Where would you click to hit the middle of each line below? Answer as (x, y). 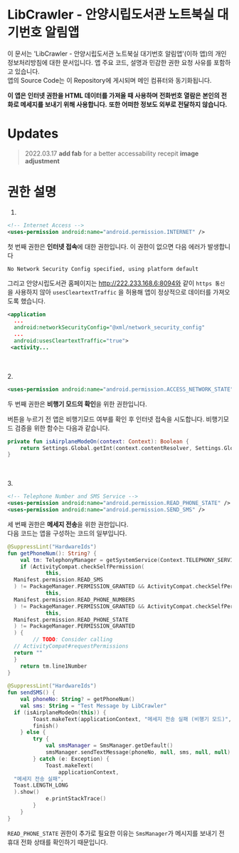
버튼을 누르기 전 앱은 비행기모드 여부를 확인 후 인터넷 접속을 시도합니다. (106, 419)
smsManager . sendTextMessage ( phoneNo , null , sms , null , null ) (138, 752)
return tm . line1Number (54, 666)
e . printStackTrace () (76, 799)
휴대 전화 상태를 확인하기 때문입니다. (58, 842)
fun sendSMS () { (31, 693)
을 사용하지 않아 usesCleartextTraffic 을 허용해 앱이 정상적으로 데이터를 (110, 292)
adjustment (42, 160)
